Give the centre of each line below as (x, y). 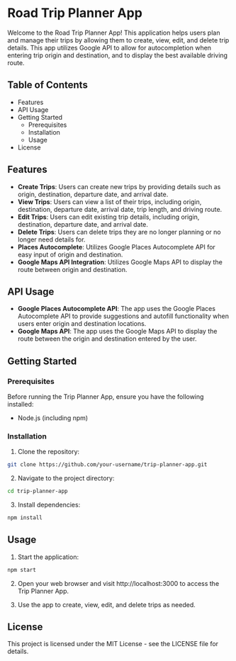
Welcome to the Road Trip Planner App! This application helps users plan (114, 33)
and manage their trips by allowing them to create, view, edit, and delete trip (118, 40)
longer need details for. (51, 239)
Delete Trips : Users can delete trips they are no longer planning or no (119, 232)
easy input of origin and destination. (70, 254)
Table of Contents (48, 85)
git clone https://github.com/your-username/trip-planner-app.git (107, 465)
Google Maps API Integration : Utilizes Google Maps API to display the (120, 262)
